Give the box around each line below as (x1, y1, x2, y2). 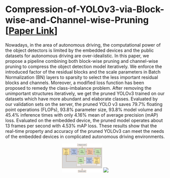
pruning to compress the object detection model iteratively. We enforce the (5, 63, 162, 69)
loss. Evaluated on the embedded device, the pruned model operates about (5, 117, 163, 123)
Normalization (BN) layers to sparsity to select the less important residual (5, 74, 158, 80)
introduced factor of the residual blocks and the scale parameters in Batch (5, 68, 161, 75)
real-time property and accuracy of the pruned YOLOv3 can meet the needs (5, 128, 164, 134)
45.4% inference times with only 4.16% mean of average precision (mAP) (5, 112, 158, 118)
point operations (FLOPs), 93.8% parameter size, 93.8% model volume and (5, 106, 162, 113)
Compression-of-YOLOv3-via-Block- (5, 4, 164, 15)
